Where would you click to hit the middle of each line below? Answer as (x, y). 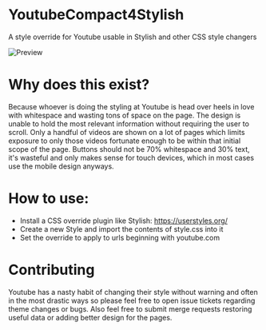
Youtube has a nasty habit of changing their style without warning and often (133, 292)
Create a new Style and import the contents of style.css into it (121, 229)
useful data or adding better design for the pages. (90, 317)
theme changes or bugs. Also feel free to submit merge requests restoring (130, 308)
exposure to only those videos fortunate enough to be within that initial (125, 141)
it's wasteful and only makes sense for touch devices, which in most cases (131, 157)
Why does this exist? (79, 85)
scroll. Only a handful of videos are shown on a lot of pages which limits (127, 132)
